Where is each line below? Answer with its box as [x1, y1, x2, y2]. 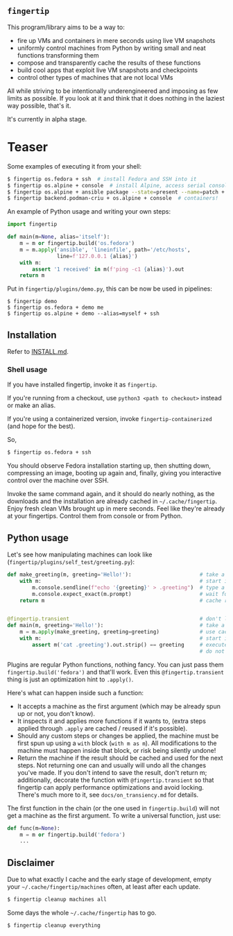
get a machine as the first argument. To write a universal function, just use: [7, 811, 221, 819]
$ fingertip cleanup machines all [7, 896, 107, 903]
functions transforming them [17, 51, 99, 59]
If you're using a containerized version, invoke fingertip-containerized [7, 415, 213, 423]
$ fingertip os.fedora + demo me [7, 304, 104, 312]
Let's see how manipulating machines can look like [7, 550, 153, 559]
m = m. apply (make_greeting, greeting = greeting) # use [19, 629, 216, 636]
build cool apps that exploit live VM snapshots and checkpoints [17, 66, 198, 74]
